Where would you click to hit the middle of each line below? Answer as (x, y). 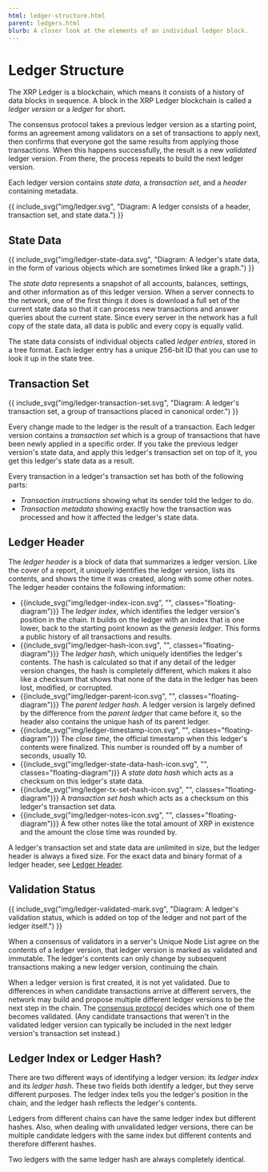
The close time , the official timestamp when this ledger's (154, 738)
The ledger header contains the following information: (97, 587)
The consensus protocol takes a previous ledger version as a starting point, (133, 125)
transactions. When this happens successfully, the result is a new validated (132, 150)
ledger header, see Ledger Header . (66, 864)
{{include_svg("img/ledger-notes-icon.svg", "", (97, 815)
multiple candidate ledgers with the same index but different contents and (130, 1135)
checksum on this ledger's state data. (82, 781)
